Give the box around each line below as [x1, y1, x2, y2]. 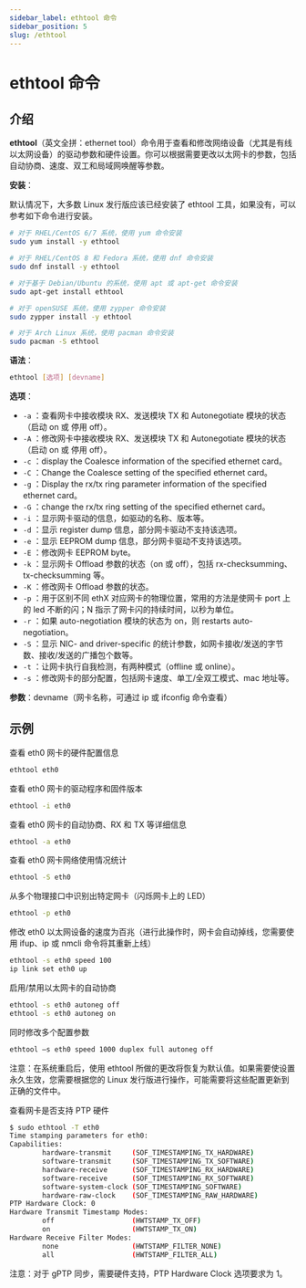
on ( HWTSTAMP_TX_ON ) [42, 1225, 198, 1234]
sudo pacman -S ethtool [9, 337, 100, 347]
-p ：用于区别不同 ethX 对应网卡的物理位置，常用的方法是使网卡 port [22, 592, 280, 603]
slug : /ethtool [9, 30, 67, 39]
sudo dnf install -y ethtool [9, 262, 120, 271]
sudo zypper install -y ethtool [9, 312, 132, 321]
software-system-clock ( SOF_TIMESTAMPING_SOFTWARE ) [42, 1182, 243, 1191]
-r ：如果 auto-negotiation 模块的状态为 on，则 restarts [22, 615, 231, 626]
